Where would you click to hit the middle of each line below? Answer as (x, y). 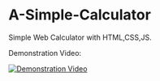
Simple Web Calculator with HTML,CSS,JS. (80, 37)
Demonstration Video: (45, 53)
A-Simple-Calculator (80, 15)
